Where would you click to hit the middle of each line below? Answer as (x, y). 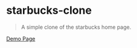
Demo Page (21, 38)
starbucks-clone (49, 10)
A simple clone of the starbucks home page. (76, 27)
